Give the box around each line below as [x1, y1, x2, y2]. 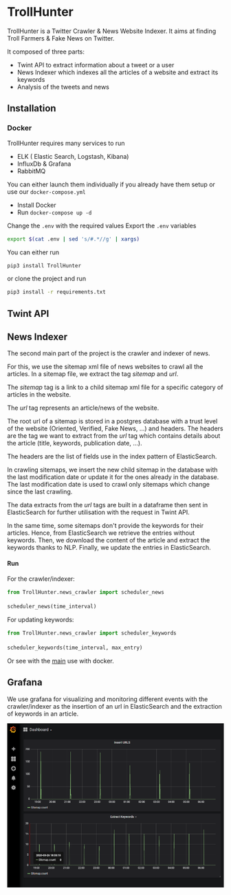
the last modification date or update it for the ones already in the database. [7, 473, 219, 481]
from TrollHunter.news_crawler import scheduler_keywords [7, 630, 177, 637]
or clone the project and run [7, 274, 87, 283]
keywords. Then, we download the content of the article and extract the [7, 536, 210, 544]
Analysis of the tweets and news [16, 82, 110, 91]
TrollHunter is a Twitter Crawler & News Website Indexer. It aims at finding [7, 27, 217, 35]
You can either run [7, 248, 60, 256]
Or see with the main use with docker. [7, 656, 115, 665]
